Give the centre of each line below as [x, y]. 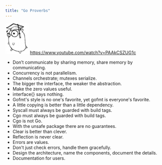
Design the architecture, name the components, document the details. [85, 152]
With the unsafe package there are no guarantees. [64, 126]
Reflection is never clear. [38, 137]
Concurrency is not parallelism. [45, 73]
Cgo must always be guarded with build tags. [59, 115]
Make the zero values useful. [42, 89]
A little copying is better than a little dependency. [63, 105]
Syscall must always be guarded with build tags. [62, 110]
